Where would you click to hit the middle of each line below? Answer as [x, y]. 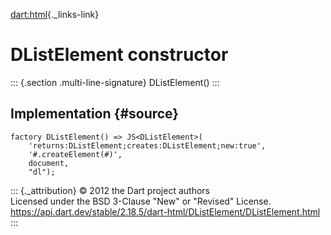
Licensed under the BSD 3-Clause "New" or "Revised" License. [141, 201]
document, [49, 163]
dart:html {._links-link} [55, 14]
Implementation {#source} [95, 114]
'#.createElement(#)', [75, 154]
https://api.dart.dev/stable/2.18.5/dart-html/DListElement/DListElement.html [165, 211]
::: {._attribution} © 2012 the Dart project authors [110, 190]
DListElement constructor [119, 55]
